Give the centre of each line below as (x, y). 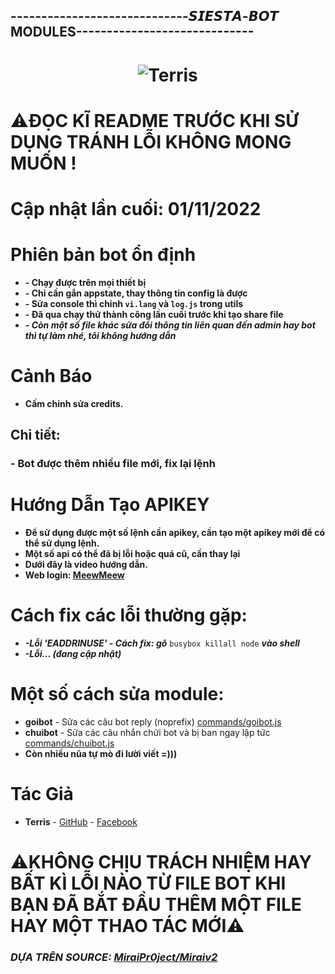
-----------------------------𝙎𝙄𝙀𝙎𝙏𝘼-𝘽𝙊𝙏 (144, 16)
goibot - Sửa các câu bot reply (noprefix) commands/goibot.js (153, 721)
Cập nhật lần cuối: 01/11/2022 (136, 208)
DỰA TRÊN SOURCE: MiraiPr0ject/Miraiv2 (114, 957)
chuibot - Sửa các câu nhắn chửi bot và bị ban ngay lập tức (147, 732)
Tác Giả (42, 794)
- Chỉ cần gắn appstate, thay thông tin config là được (136, 293)
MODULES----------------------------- (132, 32)
